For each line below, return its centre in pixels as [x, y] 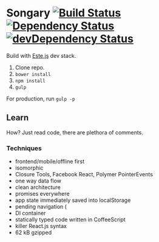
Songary [28, 13]
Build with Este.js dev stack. [41, 55]
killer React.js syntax [41, 226]
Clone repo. [30, 67]
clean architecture [38, 187]
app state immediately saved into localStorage [73, 200]
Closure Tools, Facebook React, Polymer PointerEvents [84, 175]
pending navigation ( [41, 207]
